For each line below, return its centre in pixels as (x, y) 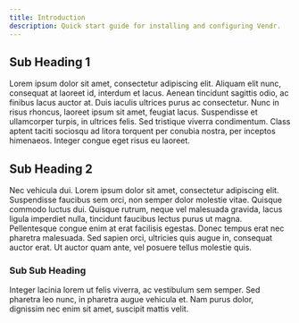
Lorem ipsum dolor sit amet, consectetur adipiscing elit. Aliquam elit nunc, (145, 84)
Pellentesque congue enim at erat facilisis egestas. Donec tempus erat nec (147, 228)
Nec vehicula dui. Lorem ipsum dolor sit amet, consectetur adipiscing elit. (144, 191)
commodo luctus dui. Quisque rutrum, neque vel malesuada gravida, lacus (146, 209)
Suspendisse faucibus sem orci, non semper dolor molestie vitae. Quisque (146, 200)
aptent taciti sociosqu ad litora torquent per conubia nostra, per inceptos (143, 132)
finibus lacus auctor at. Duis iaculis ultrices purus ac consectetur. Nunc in (144, 103)
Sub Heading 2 (51, 169)
